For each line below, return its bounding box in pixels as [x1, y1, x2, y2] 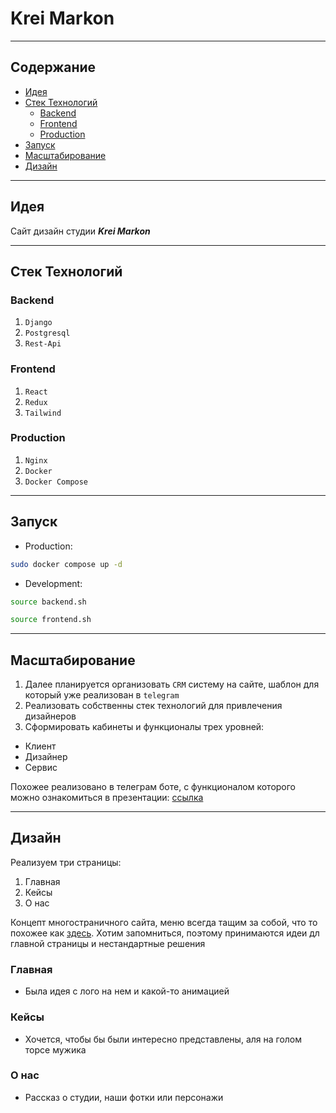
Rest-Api [24, 339, 62, 349]
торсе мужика [24, 1043, 87, 1056]
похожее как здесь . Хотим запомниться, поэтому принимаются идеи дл [10, 927, 320, 939]
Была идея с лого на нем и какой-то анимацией [24, 985, 230, 997]
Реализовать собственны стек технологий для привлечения [24, 700, 283, 712]
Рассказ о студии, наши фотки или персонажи [24, 1091, 224, 1103]
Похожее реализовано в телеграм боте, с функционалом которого [10, 781, 297, 793]
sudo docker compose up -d [10, 559, 123, 569]
